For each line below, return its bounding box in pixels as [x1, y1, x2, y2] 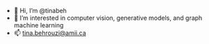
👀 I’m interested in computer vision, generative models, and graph [13, 14, 203, 22]
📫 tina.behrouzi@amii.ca [13, 29, 87, 37]
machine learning [13, 21, 64, 29]
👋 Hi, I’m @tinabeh [13, 7, 67, 14]
